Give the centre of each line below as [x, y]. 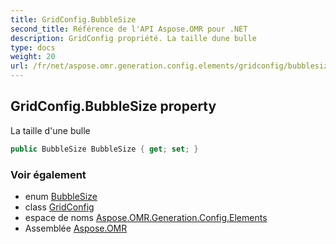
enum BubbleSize [61, 196]
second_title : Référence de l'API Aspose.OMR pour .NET [129, 29]
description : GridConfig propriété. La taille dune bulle [133, 38]
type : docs [33, 47]
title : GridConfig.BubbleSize [73, 19]
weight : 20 [33, 57]
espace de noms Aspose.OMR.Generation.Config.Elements [146, 217]
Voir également [48, 174]
